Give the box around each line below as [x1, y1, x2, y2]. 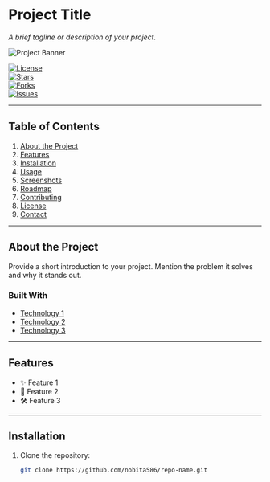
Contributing [19, 192, 62, 202]
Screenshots [19, 175, 63, 185]
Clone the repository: [19, 451, 91, 460]
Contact [19, 209, 47, 219]
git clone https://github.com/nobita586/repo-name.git [19, 466, 208, 475]
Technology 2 [19, 317, 66, 326]
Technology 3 [19, 325, 66, 335]
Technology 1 [19, 308, 64, 318]
